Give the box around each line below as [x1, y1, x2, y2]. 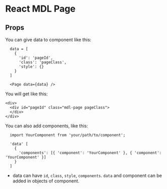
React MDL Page [5, 3, 76, 15]
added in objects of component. [12, 178, 79, 184]
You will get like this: [5, 91, 48, 97]
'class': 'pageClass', [18, 60, 67, 65]
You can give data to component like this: [5, 36, 92, 43]
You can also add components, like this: [5, 123, 89, 129]
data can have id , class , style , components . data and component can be [12, 173, 162, 178]
